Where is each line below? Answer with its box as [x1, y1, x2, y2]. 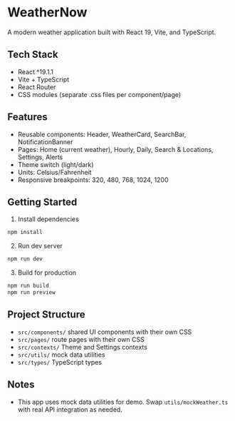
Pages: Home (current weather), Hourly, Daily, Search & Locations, [17, 145, 214, 153]
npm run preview [7, 289, 56, 296]
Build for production [17, 268, 77, 277]
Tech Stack [7, 49, 58, 61]
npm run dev [7, 255, 43, 263]
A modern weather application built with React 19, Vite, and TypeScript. [7, 28, 216, 36]
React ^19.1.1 [17, 67, 53, 76]
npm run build [7, 283, 50, 290]
